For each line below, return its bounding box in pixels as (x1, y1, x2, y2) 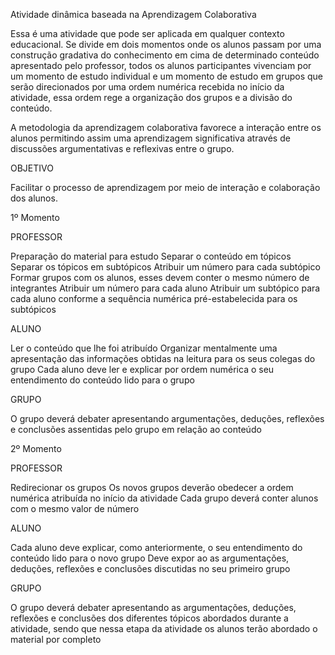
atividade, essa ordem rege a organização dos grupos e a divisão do (10, 92, 293, 103)
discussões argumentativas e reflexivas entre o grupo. (10, 143, 235, 154)
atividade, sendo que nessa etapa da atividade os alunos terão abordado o (10, 623, 318, 634)
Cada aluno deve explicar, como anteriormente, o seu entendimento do (10, 542, 303, 553)
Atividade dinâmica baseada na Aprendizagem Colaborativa (10, 9, 257, 20)
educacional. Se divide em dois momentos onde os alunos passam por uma (10, 39, 322, 50)
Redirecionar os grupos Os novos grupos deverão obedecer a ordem (10, 482, 294, 493)
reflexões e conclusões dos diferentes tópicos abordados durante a (10, 612, 289, 624)
